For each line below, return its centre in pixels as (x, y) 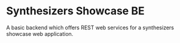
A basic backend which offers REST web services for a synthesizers (90, 27)
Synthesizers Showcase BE (75, 11)
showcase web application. (40, 33)
